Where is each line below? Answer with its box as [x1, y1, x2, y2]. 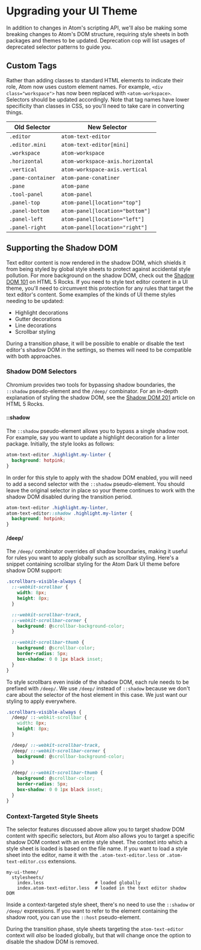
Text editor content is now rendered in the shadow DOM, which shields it [6, 259, 186, 266]
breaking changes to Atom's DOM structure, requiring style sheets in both [6, 30, 189, 37]
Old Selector [14, 123, 51, 131]
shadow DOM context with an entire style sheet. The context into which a [6, 838, 188, 845]
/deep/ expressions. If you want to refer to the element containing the [6, 907, 178, 915]
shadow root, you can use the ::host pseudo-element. [6, 913, 141, 921]
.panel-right [9, 224, 47, 231]
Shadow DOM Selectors [6, 367, 77, 376]
